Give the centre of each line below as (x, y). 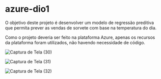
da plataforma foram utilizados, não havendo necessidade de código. (75, 42)
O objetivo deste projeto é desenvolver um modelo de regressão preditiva (80, 23)
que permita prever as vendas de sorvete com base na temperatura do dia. (81, 27)
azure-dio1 (27, 9)
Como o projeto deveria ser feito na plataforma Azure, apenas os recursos (80, 37)
